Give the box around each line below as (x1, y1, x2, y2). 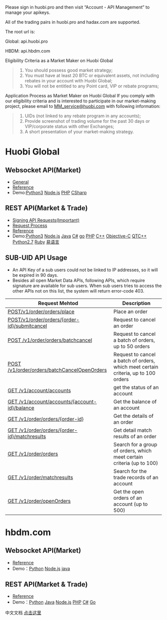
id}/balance (7, 404, 35, 411)
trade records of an (113, 474, 159, 481)
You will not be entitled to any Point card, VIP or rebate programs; (24, 83, 159, 89)
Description (122, 300, 151, 307)
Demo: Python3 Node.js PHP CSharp (12, 190, 87, 195)
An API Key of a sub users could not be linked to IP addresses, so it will (12, 267, 158, 273)
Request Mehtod (38, 300, 79, 307)
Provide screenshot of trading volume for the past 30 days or (24, 118, 150, 124)
